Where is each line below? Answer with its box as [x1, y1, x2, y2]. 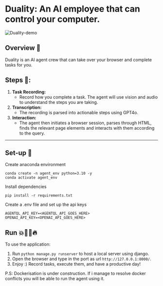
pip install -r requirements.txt [5, 193, 73, 198]
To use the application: [5, 241, 51, 247]
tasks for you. [5, 62, 33, 67]
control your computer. [5, 14, 100, 25]
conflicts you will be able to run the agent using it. [5, 276, 105, 282]
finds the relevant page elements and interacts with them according [19, 125, 155, 131]
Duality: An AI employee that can [5, 3, 140, 15]
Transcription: [12, 104, 42, 110]
